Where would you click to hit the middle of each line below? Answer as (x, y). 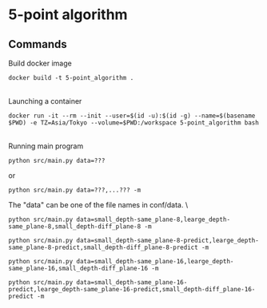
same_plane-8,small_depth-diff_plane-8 (75, 227)
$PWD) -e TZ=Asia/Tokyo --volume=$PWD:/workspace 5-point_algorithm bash (134, 123)
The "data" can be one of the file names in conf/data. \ (98, 205)
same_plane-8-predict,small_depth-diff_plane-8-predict (103, 247)
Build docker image (40, 63)
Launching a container (45, 101)
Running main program (46, 146)
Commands (38, 44)
